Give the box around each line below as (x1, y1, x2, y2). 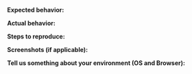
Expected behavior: (7, 6, 64, 14)
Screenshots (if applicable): (7, 46, 88, 53)
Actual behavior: (7, 19, 56, 27)
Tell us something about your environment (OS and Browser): (7, 59, 185, 67)
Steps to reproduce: (7, 32, 65, 40)
